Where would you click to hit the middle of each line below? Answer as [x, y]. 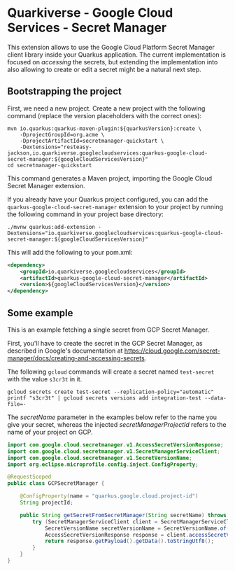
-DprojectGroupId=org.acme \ [62, 134]
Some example [40, 313]
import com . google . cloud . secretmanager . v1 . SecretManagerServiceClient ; [114, 451]
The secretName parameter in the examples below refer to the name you [112, 417]
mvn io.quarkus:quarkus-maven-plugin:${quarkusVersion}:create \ [104, 128]
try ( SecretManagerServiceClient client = [95, 522]
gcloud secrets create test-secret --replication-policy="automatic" [111, 392]
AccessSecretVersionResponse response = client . [117, 535]
